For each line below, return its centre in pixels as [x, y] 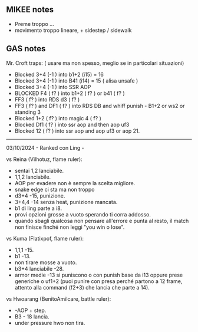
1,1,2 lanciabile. [33, 177]
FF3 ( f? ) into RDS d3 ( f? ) [47, 99]
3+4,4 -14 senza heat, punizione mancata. [66, 202]
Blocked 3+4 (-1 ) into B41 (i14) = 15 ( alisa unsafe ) [76, 80]
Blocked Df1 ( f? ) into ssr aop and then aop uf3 [72, 124]
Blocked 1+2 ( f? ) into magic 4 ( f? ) [58, 118]
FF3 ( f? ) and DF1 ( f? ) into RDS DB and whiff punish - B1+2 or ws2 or [100, 106]
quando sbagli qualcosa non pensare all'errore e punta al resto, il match [102, 221]
